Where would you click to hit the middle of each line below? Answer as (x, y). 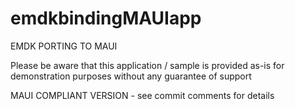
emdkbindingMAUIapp (106, 18)
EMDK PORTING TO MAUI (64, 46)
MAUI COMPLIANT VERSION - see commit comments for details (142, 95)
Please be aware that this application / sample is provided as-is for (147, 65)
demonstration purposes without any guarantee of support (131, 76)
